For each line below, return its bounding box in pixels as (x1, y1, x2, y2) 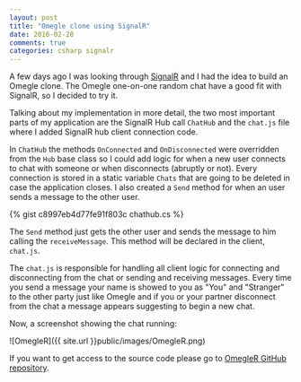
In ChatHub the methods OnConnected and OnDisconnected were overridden (9, 144, 280, 155)
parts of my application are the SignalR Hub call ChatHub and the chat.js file (9, 117, 290, 128)
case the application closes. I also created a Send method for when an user (9, 182, 286, 193)
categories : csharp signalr (9, 47, 115, 56)
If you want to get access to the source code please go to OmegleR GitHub (9, 353, 288, 364)
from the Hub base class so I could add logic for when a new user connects (9, 153, 286, 164)
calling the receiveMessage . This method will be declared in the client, (9, 236, 265, 247)
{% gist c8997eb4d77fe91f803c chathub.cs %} (9, 209, 184, 220)
